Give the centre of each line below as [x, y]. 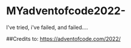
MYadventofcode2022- [66, 11]
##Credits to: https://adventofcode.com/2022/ [63, 39]
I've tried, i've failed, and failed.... [47, 27]
